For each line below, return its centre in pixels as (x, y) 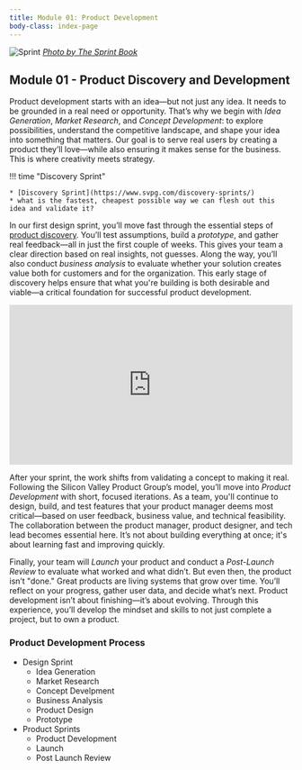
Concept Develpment (75, 691)
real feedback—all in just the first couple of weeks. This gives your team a (146, 245)
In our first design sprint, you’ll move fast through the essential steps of (142, 225)
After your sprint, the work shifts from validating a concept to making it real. (149, 477)
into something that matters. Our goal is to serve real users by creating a (143, 140)
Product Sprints (51, 729)
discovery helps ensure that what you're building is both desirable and (139, 283)
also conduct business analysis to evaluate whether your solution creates (145, 264)
